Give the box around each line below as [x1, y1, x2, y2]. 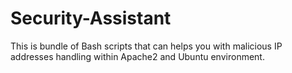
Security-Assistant [10, 7, 172, 30]
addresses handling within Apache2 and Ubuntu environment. [10, 50, 265, 62]
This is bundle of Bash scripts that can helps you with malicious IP [10, 40, 283, 52]
